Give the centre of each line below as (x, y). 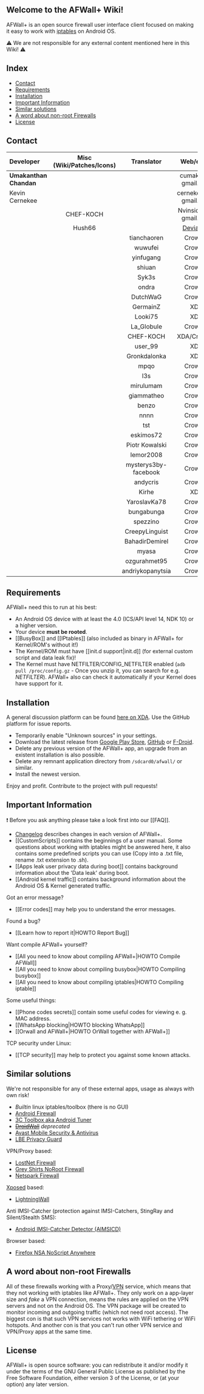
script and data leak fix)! (46, 658)
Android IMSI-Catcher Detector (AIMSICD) (68, 1229)
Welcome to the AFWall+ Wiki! (65, 10)
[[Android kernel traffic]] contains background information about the (100, 879)
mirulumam (146, 386)
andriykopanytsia (146, 571)
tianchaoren (147, 238)
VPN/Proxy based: (29, 1151)
